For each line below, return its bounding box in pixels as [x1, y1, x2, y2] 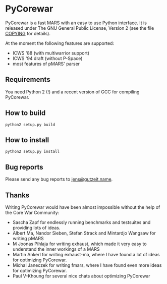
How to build [5, 109, 46, 118]
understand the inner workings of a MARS [12, 246, 100, 252]
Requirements [5, 75, 50, 84]
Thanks [5, 191, 30, 199]
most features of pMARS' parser [12, 61, 80, 67]
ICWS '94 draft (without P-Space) [12, 55, 83, 61]
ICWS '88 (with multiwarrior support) [12, 50, 90, 56]
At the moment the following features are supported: [5, 40, 115, 46]
